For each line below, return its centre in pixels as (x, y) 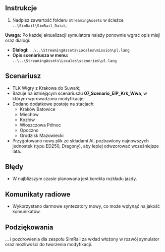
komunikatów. (27, 212)
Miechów (29, 114)
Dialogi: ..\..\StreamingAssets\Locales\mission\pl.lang (71, 50)
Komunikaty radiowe (38, 194)
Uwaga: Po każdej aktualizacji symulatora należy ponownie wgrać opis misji (83, 35)
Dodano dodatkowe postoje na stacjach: (54, 104)
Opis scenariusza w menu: (40, 55)
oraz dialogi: (18, 40)
